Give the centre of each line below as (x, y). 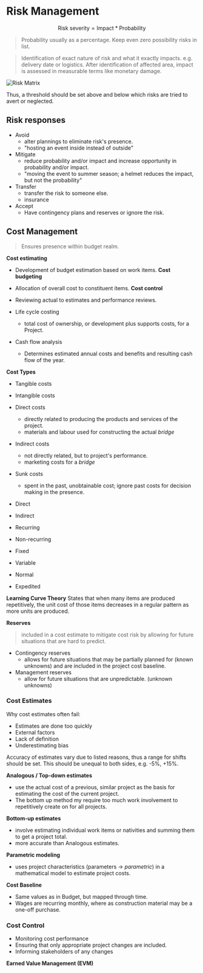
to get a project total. (41, 836)
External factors (35, 732)
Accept (24, 206)
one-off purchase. (38, 909)
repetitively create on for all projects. (61, 806)
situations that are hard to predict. (63, 641)
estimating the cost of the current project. (67, 793)
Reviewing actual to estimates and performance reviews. (86, 300)
